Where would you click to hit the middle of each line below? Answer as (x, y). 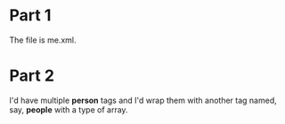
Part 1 (30, 15)
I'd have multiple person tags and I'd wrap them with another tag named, (143, 100)
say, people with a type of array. (69, 109)
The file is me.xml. (43, 40)
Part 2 (32, 76)
